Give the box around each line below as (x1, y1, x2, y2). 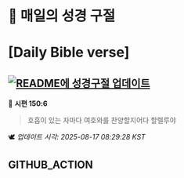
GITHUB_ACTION (8, 158, 94, 171)
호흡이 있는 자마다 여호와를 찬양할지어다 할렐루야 (27, 115, 176, 125)
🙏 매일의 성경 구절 (8, 7, 116, 25)
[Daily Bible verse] (8, 44, 130, 61)
